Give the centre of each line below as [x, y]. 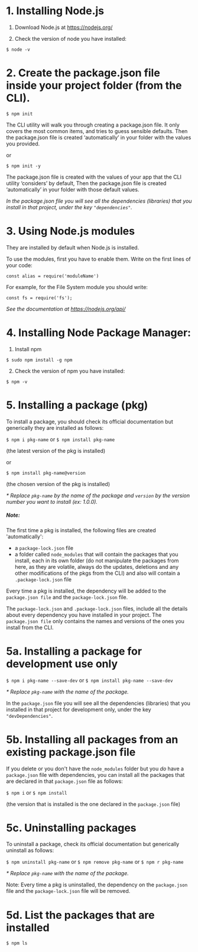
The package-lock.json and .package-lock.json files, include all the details [97, 608]
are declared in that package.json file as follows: [64, 781]
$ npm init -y [24, 166]
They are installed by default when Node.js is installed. [73, 247]
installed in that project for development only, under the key [79, 709]
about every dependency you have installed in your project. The [84, 615]
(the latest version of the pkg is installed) [56, 451]
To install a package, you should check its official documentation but [90, 422]
